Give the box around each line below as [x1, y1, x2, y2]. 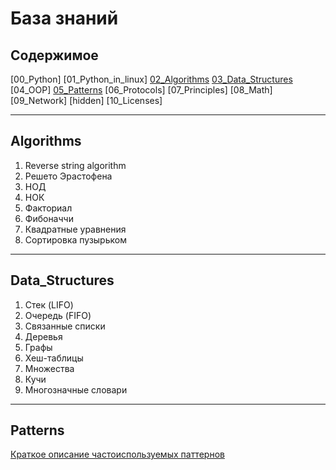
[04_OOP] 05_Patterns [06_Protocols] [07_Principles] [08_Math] [10, 84, 273, 96]
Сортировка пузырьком [24, 233, 127, 246]
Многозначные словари [24, 383, 128, 396]
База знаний [10, 7, 119, 30]
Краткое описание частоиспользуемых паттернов [10, 448, 225, 461]
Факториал [24, 202, 73, 214]
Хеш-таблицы [24, 352, 84, 364]
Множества [24, 362, 75, 374]
